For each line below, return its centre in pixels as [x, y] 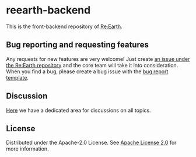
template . [17, 77]
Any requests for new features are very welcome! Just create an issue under [98, 59]
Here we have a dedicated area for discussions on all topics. [78, 110]
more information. [27, 149]
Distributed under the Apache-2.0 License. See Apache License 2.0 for [91, 143]
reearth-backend [48, 10]
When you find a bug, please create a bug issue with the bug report [87, 71]
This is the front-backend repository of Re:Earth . [64, 26]
